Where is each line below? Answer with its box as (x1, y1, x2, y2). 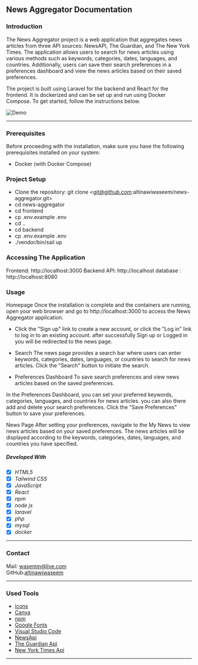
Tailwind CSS (14, 475, 47, 482)
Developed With (6, 454, 47, 461)
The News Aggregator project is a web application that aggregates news (6, 35, 182, 43)
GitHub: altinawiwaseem (6, 569, 64, 576)
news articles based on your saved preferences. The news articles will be (6, 428, 184, 435)
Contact (6, 549, 30, 558)
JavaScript (14, 481, 42, 489)
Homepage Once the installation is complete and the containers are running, (6, 301, 192, 308)
